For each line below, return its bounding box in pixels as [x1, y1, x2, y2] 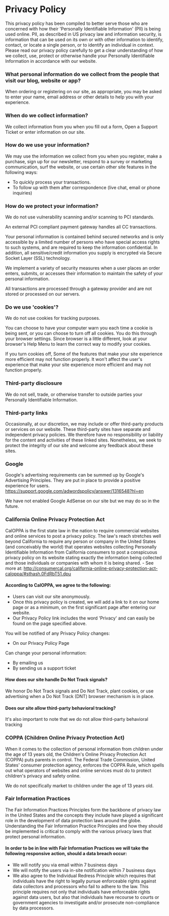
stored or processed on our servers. [5, 291, 81, 297]
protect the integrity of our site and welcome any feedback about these [5, 443, 154, 449]
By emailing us [12, 659, 43, 666]
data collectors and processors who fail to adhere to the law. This [12, 884, 149, 890]
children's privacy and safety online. [5, 773, 81, 779]
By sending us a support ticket [12, 665, 77, 671]
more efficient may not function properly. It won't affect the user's [5, 356, 143, 362]
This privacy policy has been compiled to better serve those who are [5, 20, 148, 26]
